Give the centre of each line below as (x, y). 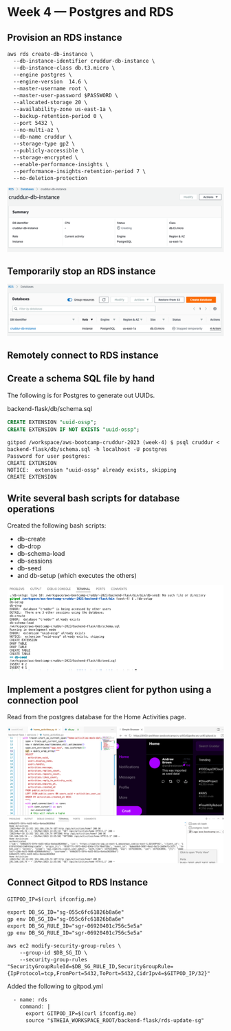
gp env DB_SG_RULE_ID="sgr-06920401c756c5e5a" (75, 933)
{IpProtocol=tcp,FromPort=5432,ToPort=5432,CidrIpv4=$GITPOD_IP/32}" (109, 973)
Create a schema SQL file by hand (81, 379)
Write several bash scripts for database (93, 498)
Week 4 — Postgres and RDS (90, 12)
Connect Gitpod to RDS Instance (78, 882)
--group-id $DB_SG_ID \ (54, 952)
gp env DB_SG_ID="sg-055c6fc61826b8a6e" (66, 919)
